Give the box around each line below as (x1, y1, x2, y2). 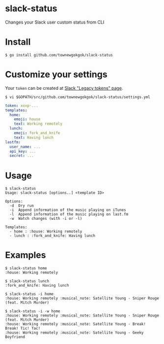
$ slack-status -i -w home (5, 309, 60, 314)
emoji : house (14, 117, 41, 122)
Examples (5, 250, 46, 261)
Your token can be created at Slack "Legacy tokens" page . (5, 85, 123, 91)
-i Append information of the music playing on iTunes (9, 208, 126, 212)
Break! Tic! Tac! (5, 326, 41, 331)
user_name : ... (9, 144, 41, 149)
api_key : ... (9, 149, 36, 154)
